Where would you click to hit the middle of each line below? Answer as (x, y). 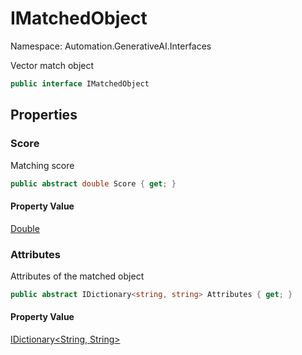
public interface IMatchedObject (80, 83)
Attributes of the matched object (77, 276)
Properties (44, 115)
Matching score (42, 165)
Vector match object (52, 65)
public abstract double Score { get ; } (93, 183)
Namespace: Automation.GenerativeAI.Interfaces (111, 46)
